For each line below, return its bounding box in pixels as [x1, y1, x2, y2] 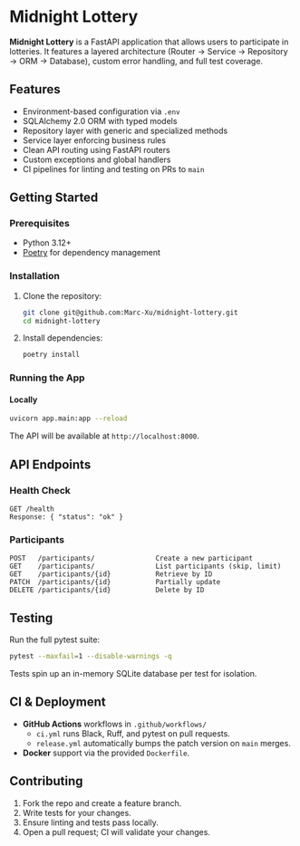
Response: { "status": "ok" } [9, 513, 124, 522]
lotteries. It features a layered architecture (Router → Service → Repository [9, 45, 288, 56]
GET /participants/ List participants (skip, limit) [9, 562, 282, 572]
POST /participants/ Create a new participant [9, 554, 254, 563]
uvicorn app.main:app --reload [9, 414, 128, 423]
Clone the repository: [22, 290, 102, 301]
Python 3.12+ [22, 237, 72, 248]
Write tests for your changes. [22, 807, 131, 818]
